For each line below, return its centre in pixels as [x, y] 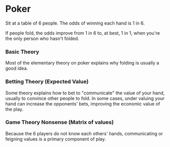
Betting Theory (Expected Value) [47, 81]
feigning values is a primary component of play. [56, 139]
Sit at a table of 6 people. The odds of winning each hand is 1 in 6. [75, 23]
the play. [14, 109]
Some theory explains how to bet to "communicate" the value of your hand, [85, 93]
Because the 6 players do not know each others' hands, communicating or [84, 133]
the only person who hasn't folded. [42, 38]
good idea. [17, 68]
